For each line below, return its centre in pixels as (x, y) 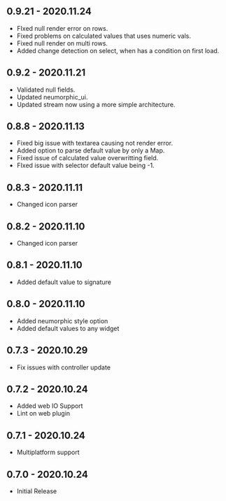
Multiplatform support (48, 452)
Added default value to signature (64, 282)
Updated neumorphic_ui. (52, 97)
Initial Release (37, 491)
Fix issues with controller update (64, 367)
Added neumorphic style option (62, 320)
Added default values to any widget (68, 328)
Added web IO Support (50, 406)
